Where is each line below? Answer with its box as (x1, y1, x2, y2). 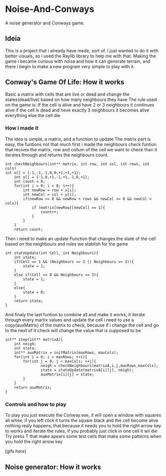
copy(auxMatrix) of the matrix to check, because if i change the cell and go (5, 322, 159, 328)
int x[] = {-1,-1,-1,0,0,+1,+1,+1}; (5, 170, 81, 175)
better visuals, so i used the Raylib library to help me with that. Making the (5, 53, 156, 59)
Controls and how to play (5, 401, 67, 408)
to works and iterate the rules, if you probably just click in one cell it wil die (5, 428, 158, 434)
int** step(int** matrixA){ (5, 337, 63, 342)
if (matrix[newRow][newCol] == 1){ (31, 205, 106, 210)
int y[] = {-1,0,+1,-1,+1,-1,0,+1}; (14, 174, 90, 180)
